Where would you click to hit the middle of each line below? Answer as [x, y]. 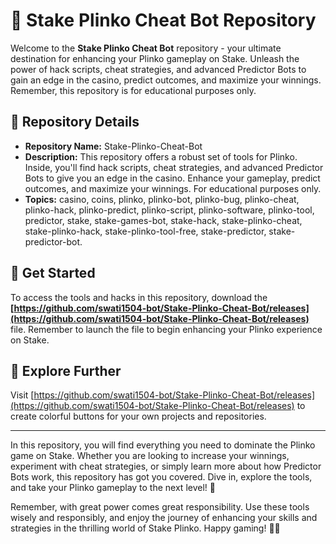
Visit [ [22, 395]
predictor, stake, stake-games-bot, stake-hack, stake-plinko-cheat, [163, 220]
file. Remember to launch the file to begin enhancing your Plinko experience [166, 329]
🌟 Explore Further [66, 370]
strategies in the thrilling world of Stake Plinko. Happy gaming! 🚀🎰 [145, 528]
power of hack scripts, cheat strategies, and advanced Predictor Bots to [158, 69]
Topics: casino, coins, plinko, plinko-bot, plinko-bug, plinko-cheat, [162, 199]
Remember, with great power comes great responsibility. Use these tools [160, 507]
